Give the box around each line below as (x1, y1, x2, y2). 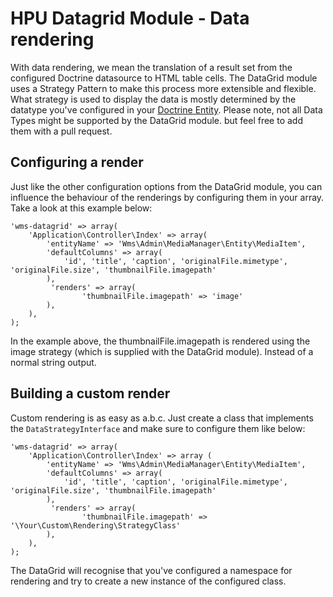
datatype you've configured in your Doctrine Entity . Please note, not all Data (10, 103, 323, 116)
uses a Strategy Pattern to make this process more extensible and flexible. (10, 82, 317, 94)
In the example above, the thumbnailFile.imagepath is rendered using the (10, 335, 311, 347)
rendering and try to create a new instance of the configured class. (10, 575, 287, 587)
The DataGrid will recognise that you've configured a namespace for (10, 564, 293, 576)
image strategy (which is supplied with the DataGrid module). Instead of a (10, 345, 314, 357)
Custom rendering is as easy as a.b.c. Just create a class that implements (10, 412, 314, 424)
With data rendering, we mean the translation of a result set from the (10, 61, 293, 73)
